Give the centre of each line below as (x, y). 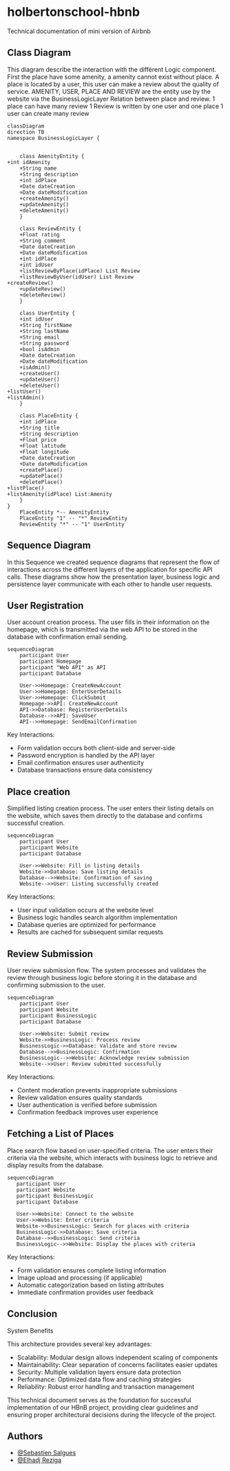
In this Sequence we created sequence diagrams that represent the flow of (113, 562)
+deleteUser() (40, 386)
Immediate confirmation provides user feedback (85, 1292)
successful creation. (36, 823)
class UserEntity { (48, 313)
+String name (38, 168)
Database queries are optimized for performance (86, 925)
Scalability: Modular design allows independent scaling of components (117, 1357)
